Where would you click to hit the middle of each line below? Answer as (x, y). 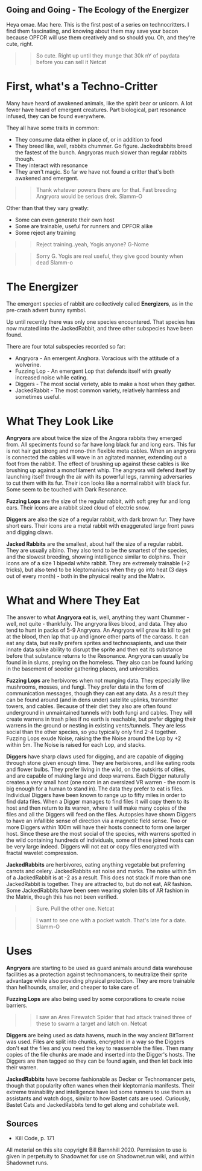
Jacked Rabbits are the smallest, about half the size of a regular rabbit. (95, 543)
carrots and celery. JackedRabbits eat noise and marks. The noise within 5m (101, 871)
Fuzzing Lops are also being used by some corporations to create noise (96, 999)
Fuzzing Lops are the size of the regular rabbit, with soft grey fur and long (98, 501)
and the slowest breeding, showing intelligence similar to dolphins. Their (96, 557)
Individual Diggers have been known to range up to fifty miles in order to (96, 795)
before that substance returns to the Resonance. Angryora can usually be (97, 655)
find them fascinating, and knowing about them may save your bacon (92, 31)
